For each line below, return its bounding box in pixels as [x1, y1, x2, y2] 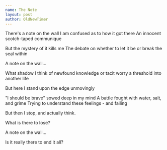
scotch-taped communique [5, 36, 62, 42]
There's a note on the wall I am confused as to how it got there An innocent [5, 31, 161, 37]
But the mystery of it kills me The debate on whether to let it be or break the [5, 46, 162, 52]
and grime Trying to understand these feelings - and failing [5, 100, 127, 106]
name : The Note [5, 7, 37, 13]
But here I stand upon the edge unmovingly [5, 85, 95, 91]
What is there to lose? [5, 120, 50, 126]
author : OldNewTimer [5, 17, 49, 22]
